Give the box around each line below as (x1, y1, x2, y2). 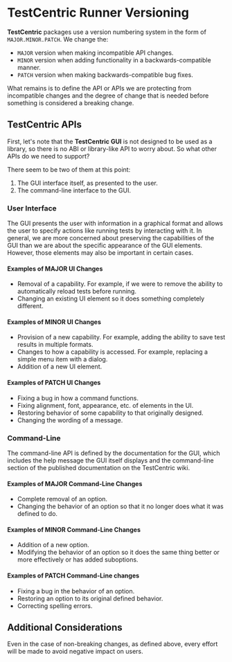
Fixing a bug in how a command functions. (17, 393, 139, 402)
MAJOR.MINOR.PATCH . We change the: (7, 35, 109, 43)
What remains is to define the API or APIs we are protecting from (7, 84, 192, 92)
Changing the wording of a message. (17, 415, 123, 424)
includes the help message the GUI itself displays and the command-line (7, 456, 214, 465)
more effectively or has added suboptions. (17, 555, 139, 564)
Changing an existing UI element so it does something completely (17, 294, 205, 303)
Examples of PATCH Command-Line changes (7, 571, 140, 580)
